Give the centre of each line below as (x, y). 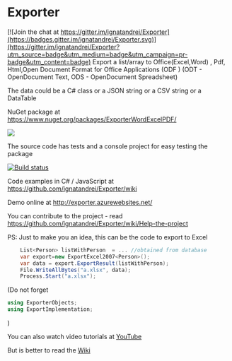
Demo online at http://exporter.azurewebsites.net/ (80, 202)
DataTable (22, 98)
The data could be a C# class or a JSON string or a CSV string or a (104, 90)
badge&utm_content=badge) (49, 61)
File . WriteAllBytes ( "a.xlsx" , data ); (76, 270)
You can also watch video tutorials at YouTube (75, 337)
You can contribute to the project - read (65, 215)
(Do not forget (28, 290)
